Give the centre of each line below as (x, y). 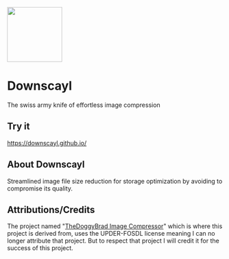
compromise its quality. (40, 188)
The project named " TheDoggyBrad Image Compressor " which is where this (115, 226)
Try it (19, 126)
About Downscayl (46, 165)
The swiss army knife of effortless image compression (84, 105)
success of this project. (40, 248)
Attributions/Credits (51, 209)
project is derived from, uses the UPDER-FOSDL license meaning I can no (111, 234)
